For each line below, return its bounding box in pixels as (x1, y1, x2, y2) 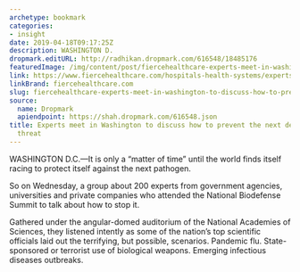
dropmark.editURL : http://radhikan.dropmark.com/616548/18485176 (9, 54, 257, 63)
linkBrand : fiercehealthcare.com (9, 79, 134, 88)
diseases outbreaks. (9, 254, 84, 265)
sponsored (9, 244, 49, 255)
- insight (9, 29, 46, 38)
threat (17, 129, 42, 138)
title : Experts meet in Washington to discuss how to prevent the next (9, 121, 281, 130)
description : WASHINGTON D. (9, 46, 114, 55)
